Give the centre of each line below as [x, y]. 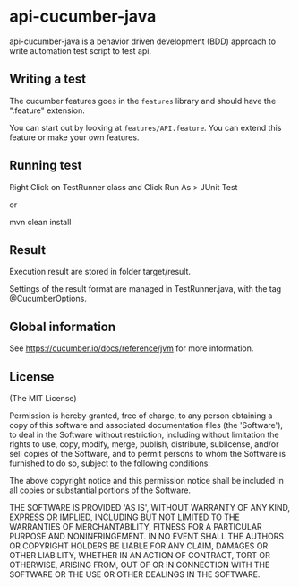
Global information [63, 326]
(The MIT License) [43, 398]
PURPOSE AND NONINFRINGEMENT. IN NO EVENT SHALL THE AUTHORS [147, 536]
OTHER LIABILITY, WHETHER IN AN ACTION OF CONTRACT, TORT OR [140, 555]
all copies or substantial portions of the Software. [100, 490]
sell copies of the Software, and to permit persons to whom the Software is [148, 454]
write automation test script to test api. [81, 50]
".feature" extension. [47, 110]
